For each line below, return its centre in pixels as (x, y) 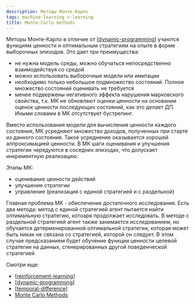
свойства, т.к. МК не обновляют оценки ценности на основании (95, 101)
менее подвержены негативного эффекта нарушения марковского (99, 94)
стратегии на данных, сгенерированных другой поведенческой (87, 247)
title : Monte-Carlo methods (41, 22)
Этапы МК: (20, 168)
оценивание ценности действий (55, 179)
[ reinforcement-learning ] (45, 276)
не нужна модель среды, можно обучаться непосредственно (93, 63)
